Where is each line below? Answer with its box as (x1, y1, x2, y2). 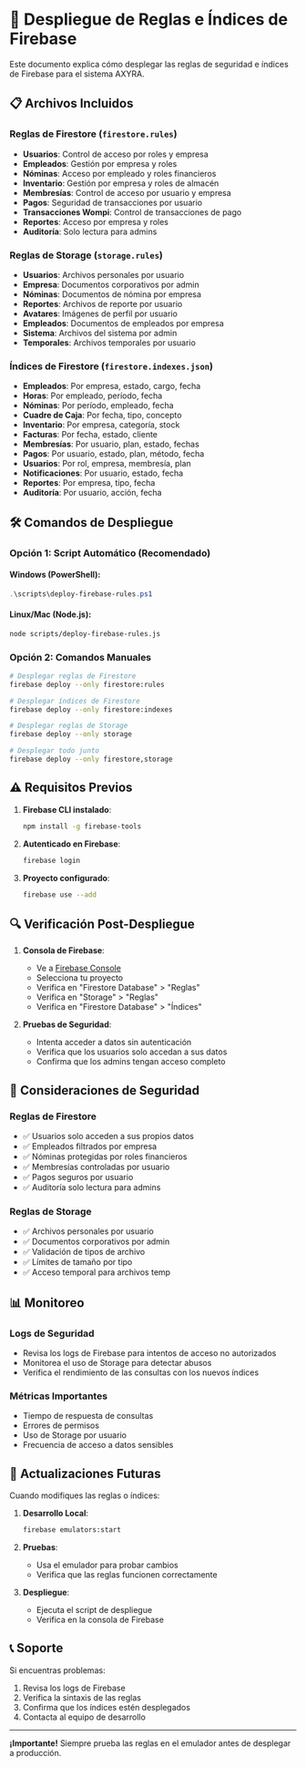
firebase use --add (22, 889, 97, 899)
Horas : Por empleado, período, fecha (22, 390, 163, 401)
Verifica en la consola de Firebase (36, 1614, 164, 1625)
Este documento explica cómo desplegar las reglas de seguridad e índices (9, 58, 289, 69)
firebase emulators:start (22, 1526, 121, 1535)
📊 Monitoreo (9, 1295, 85, 1310)
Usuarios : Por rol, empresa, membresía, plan (22, 458, 191, 469)
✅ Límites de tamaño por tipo (22, 1257, 133, 1268)
